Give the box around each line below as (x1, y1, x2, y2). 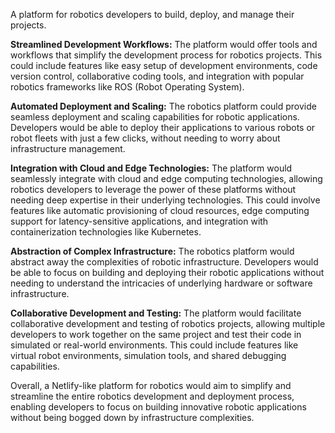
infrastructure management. (10, 143, 126, 154)
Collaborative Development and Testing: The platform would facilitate (10, 307, 302, 319)
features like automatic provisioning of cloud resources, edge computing (10, 205, 310, 216)
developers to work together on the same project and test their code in (10, 329, 302, 340)
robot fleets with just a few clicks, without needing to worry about (10, 132, 281, 144)
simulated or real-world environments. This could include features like (10, 339, 299, 351)
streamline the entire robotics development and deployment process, (10, 390, 295, 402)
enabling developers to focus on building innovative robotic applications (10, 401, 307, 413)
